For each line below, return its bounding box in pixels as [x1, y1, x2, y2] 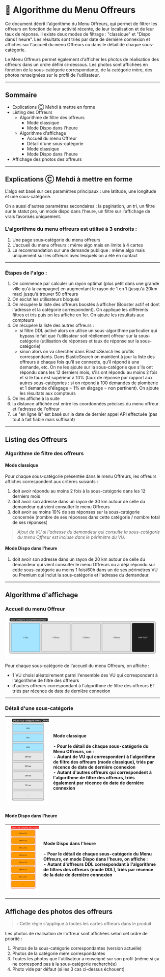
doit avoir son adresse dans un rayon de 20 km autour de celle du [12, 556, 145, 562]
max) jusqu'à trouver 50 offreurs [12, 291, 79, 297]
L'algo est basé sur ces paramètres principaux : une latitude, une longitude [5, 188, 156, 194]
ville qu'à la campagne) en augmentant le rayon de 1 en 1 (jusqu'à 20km [12, 286, 158, 292]
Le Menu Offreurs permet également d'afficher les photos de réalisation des [5, 56, 159, 62]
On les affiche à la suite [12, 396, 60, 401]
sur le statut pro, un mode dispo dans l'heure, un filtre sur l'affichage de [5, 208, 151, 214]
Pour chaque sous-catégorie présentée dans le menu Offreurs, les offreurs [5, 473, 157, 479]
